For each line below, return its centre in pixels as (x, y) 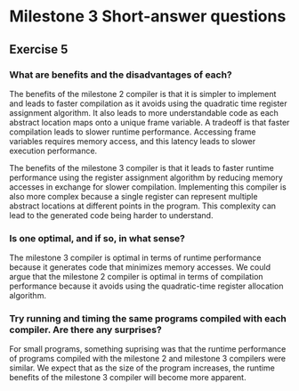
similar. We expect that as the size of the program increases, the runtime (142, 368)
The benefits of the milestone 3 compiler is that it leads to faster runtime (141, 167)
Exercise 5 (39, 49)
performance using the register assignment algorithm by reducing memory (146, 177)
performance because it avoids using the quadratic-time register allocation (146, 286)
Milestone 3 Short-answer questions (148, 16)
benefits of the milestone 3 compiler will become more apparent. (128, 378)
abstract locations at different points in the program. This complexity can (143, 206)
